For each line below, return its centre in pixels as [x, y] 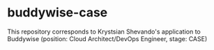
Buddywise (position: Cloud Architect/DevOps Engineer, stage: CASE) [107, 38]
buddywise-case [58, 13]
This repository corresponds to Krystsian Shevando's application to [104, 32]
